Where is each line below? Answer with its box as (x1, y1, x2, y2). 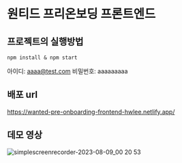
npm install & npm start (7, 54, 78, 61)
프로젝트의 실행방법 (7, 36, 84, 47)
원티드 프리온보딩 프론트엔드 (7, 6, 156, 22)
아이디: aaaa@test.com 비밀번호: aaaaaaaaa (7, 67, 128, 75)
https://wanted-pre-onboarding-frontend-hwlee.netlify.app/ (7, 108, 175, 116)
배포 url (7, 89, 38, 101)
